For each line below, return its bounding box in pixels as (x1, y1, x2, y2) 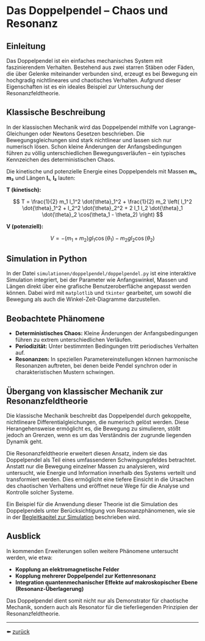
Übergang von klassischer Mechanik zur (6, 386, 164, 397)
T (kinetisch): (6, 186, 41, 193)
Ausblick (6, 531, 41, 541)
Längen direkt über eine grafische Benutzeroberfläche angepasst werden (6, 283, 191, 290)
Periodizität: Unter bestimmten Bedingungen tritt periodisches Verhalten (15, 342, 199, 350)
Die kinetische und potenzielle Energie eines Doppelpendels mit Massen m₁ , (6, 167, 198, 175)
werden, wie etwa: (6, 554, 53, 561)
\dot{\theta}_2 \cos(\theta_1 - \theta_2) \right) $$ (41, 211, 164, 218)
